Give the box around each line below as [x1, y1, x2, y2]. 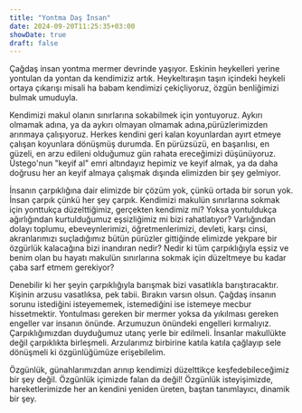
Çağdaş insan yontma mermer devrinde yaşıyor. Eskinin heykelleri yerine [9, 63, 280, 74]
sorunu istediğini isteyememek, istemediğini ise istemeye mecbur [9, 299, 252, 310]
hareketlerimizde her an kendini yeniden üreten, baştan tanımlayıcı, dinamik [9, 384, 290, 395]
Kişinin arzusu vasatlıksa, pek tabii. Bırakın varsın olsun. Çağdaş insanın [9, 289, 277, 300]
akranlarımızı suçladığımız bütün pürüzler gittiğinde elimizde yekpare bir [9, 233, 278, 245]
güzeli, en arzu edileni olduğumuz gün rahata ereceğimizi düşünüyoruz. [9, 149, 277, 159]
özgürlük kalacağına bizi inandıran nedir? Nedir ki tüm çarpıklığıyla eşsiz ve [9, 243, 289, 254]
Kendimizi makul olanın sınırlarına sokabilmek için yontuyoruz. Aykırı [9, 110, 263, 120]
